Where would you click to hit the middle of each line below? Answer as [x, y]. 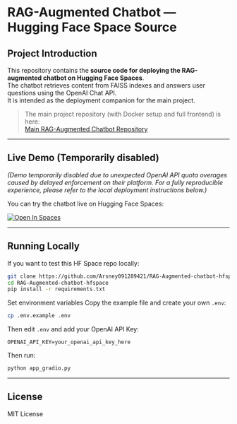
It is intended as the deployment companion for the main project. [101, 100]
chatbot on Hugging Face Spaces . [93, 78]
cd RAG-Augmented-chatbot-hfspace [58, 283]
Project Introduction [52, 53]
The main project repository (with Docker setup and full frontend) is [122, 114]
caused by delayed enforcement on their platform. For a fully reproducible [115, 182]
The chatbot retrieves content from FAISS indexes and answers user [107, 85]
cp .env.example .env [39, 316]
